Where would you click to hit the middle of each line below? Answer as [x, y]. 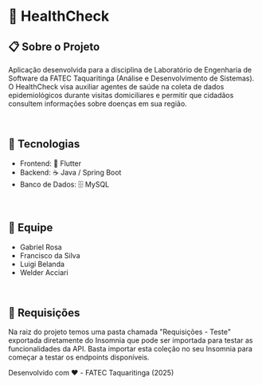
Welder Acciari [44, 272]
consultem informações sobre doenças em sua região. [98, 104]
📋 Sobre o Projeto [54, 47]
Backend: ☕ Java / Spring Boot [70, 172]
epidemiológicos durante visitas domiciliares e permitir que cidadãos [121, 95]
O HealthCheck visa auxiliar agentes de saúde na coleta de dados [116, 86]
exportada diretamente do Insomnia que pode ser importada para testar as [131, 340]
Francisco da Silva [50, 255]
